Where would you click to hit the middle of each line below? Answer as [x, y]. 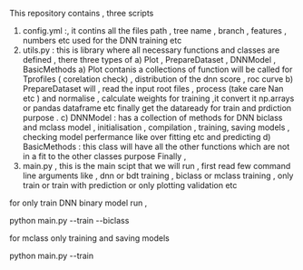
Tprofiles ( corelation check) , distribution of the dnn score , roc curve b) [158, 79]
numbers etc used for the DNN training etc [102, 40]
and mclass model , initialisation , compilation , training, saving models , [156, 127]
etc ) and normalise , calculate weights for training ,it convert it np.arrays [158, 98]
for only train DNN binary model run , [78, 203]
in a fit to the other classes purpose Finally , [104, 156]
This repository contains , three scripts [82, 13]
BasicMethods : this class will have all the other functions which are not [156, 146]
